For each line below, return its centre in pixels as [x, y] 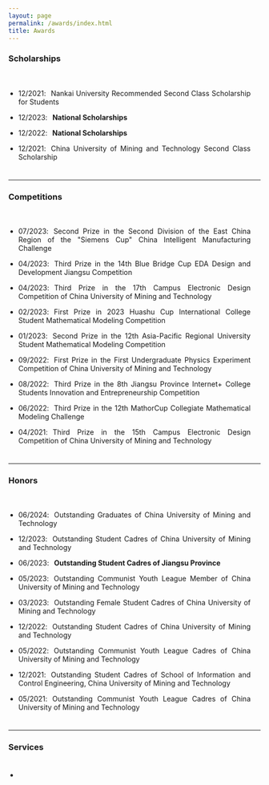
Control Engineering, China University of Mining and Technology [124, 683]
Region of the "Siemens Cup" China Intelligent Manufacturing [134, 239]
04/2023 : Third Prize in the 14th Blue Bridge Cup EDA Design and [134, 263]
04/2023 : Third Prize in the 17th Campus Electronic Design [134, 287]
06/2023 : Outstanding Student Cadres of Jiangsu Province [120, 563]
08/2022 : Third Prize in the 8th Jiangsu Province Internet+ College [134, 384]
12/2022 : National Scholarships [73, 132]
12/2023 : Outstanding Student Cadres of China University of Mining [134, 539]
